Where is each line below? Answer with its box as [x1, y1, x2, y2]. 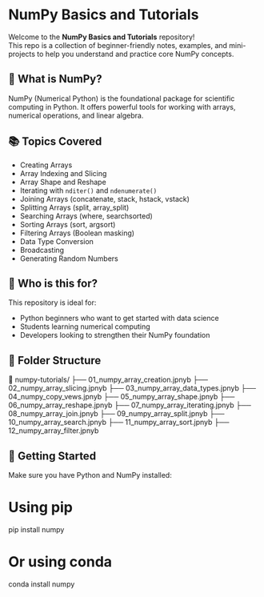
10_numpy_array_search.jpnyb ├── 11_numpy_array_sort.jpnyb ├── [8, 418, 230, 427]
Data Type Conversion [19, 236, 94, 246]
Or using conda [8, 553, 113, 571]
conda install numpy [8, 579, 75, 589]
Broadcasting [19, 245, 65, 254]
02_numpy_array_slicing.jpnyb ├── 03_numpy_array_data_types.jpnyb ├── [8, 383, 256, 393]
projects [8, 49, 36, 58]
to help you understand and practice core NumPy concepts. [37, 49, 234, 58]
